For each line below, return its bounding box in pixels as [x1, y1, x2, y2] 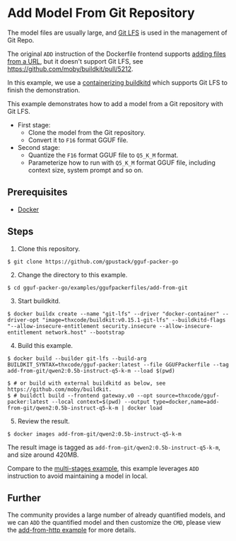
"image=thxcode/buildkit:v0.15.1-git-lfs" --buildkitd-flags [42, 316, 226, 323]
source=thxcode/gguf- [155, 392, 220, 399]
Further [7, 491, 41, 504]
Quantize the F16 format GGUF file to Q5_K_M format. [28, 151, 179, 159]
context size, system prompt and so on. [28, 165, 143, 174]
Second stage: [17, 143, 60, 151]
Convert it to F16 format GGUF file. [28, 136, 129, 144]
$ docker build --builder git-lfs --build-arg [7, 355, 147, 362]
